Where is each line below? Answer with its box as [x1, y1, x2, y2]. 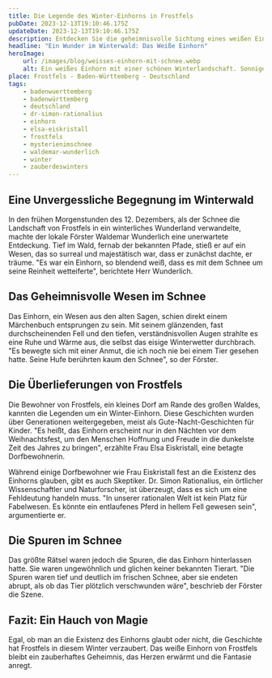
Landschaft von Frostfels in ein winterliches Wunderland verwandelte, [8, 222, 241, 232]
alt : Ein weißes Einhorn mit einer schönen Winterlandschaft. [23, 65, 237, 73]
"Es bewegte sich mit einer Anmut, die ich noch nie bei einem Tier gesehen [8, 346, 259, 356]
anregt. [8, 661, 32, 671]
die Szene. [8, 589, 45, 599]
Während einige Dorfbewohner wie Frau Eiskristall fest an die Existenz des [8, 467, 257, 477]
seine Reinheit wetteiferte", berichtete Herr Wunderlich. [8, 266, 193, 276]
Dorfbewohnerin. [8, 451, 66, 461]
